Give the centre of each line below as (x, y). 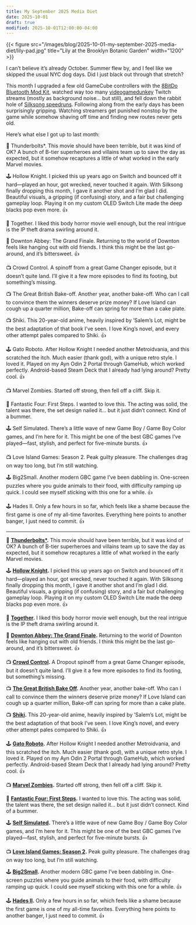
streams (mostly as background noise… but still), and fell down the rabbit (94, 98)
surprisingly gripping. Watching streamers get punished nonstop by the (92, 111)
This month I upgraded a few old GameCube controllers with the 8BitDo (92, 86)
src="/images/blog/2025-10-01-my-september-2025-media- (104, 44)
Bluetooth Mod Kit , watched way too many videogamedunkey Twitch (89, 92)
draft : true (20, 22)
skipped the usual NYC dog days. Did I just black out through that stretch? (95, 74)
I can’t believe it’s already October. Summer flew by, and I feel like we (89, 68)
